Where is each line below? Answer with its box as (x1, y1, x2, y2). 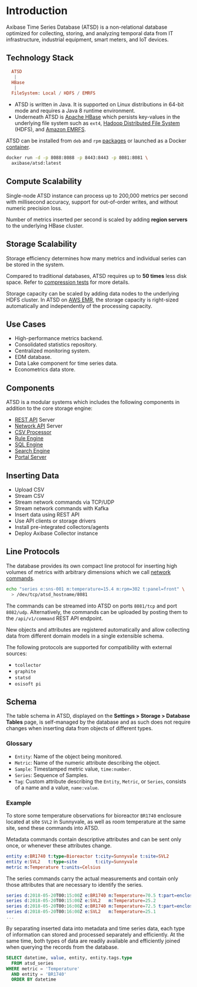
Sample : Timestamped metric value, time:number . (14, 765, 131, 772)
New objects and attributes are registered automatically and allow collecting (6, 626, 189, 633)
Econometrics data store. (14, 366, 76, 373)
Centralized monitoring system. (14, 347, 91, 354)
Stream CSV (14, 492, 45, 499)
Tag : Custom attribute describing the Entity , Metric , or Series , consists (14, 778, 186, 785)
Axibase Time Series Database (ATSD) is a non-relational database (6, 23, 168, 30)
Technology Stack (6, 53, 74, 63)
